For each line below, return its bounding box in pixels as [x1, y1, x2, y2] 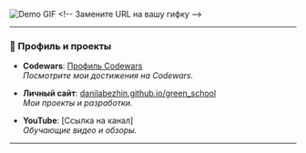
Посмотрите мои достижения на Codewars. [22, 70, 194, 81]
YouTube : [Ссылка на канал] [22, 115, 134, 127]
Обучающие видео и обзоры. [22, 125, 138, 136]
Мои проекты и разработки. [22, 97, 133, 108]
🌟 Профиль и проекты [9, 39, 112, 52]
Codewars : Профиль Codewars [22, 60, 143, 72]
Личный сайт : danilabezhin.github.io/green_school [22, 87, 217, 99]
